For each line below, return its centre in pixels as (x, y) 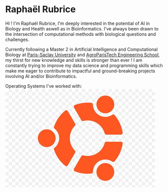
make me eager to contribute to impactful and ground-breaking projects (80, 71)
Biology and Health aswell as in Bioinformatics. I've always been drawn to (82, 28)
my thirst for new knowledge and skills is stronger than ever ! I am (74, 60)
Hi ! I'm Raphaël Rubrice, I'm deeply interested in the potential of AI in (78, 23)
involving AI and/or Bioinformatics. (41, 76)
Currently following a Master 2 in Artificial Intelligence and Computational (81, 49)
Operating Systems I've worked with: (44, 86)
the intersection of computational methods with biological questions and (80, 34)
